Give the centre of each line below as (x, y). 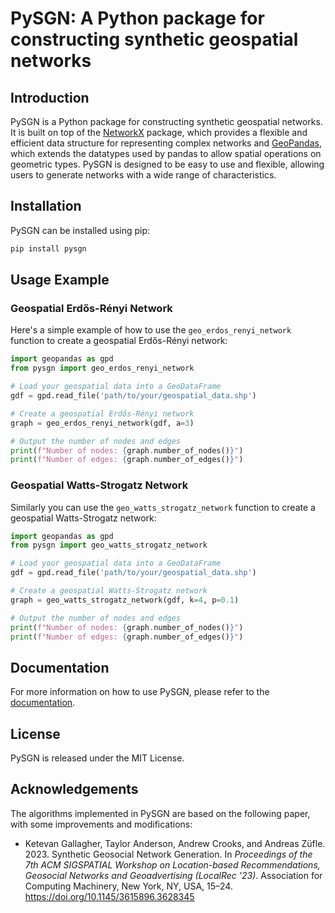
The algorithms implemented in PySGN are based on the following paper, (160, 813)
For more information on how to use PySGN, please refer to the (140, 692)
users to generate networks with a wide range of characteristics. (143, 175)
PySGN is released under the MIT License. (97, 758)
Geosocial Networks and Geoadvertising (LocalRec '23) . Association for (173, 875)
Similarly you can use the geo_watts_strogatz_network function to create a (163, 507)
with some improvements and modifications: (101, 824)
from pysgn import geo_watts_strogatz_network (109, 545)
